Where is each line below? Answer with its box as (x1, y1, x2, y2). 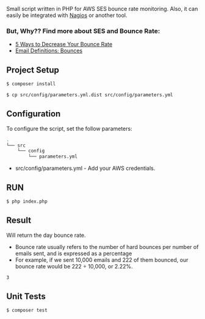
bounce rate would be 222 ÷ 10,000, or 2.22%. (15, 262, 133, 270)
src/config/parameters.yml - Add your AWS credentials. (15, 164, 156, 172)
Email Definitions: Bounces (15, 47, 83, 54)
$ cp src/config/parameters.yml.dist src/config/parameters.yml (6, 91, 173, 98)
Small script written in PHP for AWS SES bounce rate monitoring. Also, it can (6, 5, 198, 12)
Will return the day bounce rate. (6, 231, 87, 239)
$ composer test (6, 307, 48, 314)
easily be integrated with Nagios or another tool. (6, 12, 128, 19)
